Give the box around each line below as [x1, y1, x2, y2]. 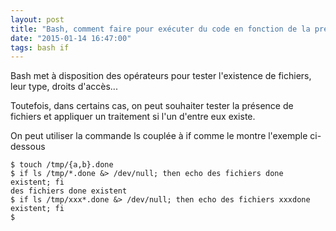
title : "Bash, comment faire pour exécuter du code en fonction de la [10, 24, 311, 34]
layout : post [10, 14, 65, 25]
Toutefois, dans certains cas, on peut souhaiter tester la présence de [10, 100, 294, 112]
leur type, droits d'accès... [10, 81, 118, 93]
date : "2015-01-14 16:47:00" [10, 33, 132, 43]
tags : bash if [10, 42, 70, 53]
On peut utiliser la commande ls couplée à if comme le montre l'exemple [10, 130, 308, 142]
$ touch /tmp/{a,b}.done [10, 160, 114, 170]
